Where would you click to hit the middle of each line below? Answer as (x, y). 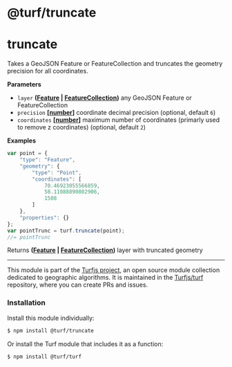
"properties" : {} (45, 217)
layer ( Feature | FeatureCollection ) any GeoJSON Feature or (104, 98)
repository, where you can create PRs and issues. (78, 285)
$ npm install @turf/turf (44, 357)
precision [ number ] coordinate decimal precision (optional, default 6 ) (116, 113)
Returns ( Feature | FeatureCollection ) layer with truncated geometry (105, 250)
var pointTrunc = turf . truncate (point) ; (66, 231)
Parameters (24, 84)
